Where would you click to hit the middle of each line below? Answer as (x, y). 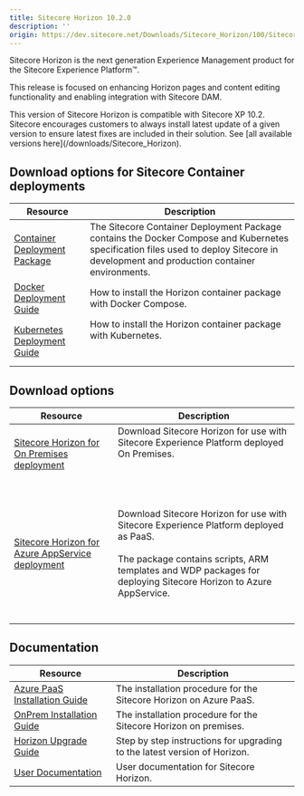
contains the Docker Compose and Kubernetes (190, 238)
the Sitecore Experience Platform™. (75, 70)
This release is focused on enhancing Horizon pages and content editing (145, 88)
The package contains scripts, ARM (193, 559)
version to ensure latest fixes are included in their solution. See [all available (151, 134)
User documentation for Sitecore (185, 766)
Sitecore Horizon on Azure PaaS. (185, 700)
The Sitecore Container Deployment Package (186, 227)
